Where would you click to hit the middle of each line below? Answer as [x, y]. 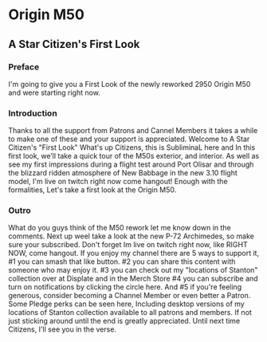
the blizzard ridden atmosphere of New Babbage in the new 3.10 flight [123, 173]
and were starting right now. [55, 92]
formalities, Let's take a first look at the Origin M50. [92, 190]
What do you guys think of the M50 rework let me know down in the [120, 228]
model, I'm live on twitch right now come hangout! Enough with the [118, 182]
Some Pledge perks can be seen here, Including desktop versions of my [126, 304]
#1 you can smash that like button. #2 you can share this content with [122, 261]
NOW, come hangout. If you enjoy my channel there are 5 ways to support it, [134, 254]
